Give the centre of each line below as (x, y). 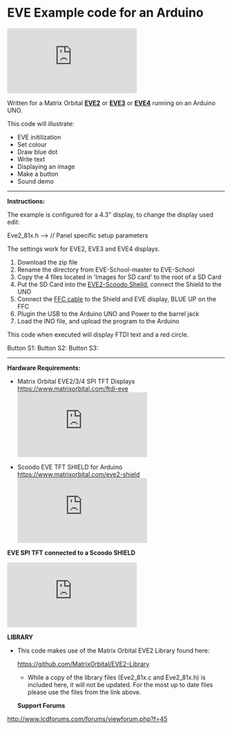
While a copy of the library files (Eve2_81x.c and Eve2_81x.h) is (116, 677)
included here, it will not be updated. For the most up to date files (120, 684)
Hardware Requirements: (44, 368)
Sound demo (35, 181)
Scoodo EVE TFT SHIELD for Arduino (70, 467)
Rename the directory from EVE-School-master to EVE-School (106, 269)
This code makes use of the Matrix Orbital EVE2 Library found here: (113, 650)
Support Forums (41, 705)
